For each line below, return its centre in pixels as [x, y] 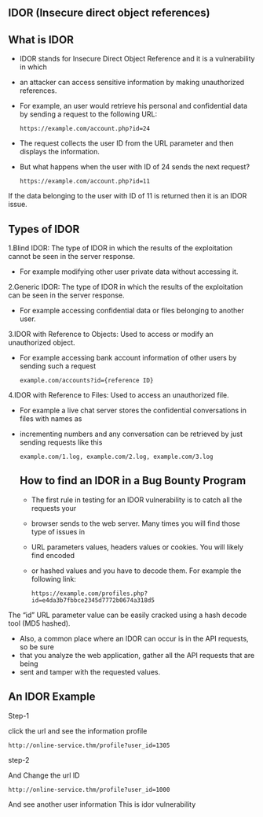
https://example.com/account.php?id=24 [85, 129]
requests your [54, 508]
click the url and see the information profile [78, 730]
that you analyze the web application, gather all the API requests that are [137, 655]
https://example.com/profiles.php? [89, 593]
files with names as [51, 419]
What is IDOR [41, 40]
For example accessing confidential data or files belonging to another [132, 311]
